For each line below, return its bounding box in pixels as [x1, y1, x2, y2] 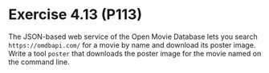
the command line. [8, 57, 70, 67]
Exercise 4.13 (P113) [8, 6, 143, 24]
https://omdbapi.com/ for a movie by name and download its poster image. [8, 40, 256, 49]
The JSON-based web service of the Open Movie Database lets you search [8, 32, 259, 41]
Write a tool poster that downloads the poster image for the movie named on [8, 48, 262, 58]
